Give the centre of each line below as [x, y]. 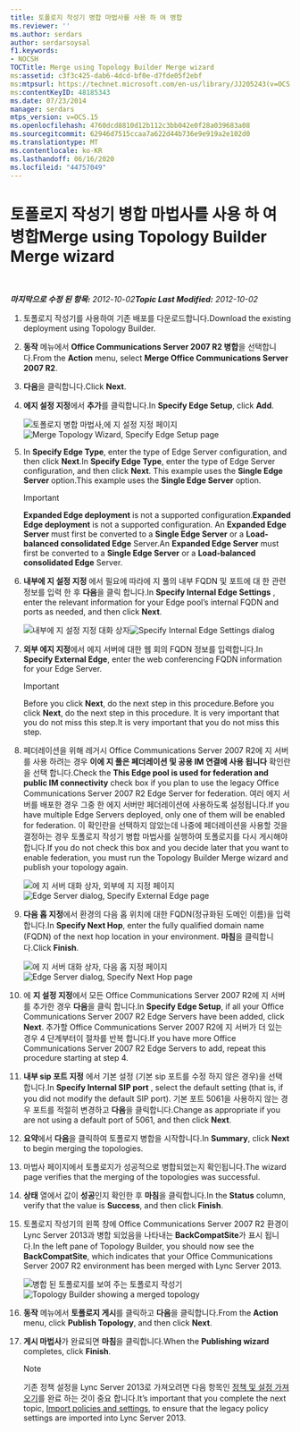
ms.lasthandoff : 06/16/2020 [62, 159]
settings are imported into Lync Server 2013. [104, 1418]
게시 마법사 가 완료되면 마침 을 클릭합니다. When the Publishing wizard [146, 1342]
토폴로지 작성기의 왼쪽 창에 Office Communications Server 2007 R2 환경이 [156, 1224]
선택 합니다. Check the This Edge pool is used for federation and [150, 773]
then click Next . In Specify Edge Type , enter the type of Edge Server [149, 462]
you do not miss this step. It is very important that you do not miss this [151, 723]
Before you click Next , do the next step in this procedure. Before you [149, 704]
